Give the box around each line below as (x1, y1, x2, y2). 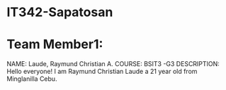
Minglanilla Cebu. (6, 75, 57, 83)
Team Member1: (6, 37, 103, 53)
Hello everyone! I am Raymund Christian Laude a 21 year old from (6, 67, 198, 76)
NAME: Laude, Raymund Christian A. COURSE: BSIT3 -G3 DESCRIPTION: (6, 60, 220, 68)
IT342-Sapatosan (6, 4, 113, 20)
